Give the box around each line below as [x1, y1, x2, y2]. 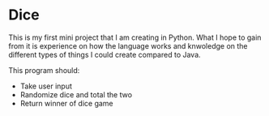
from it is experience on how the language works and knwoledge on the [8, 41, 249, 50]
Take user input [19, 81, 73, 91]
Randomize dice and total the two [19, 89, 132, 99]
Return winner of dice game [19, 98, 113, 108]
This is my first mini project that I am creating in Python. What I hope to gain [8, 32, 262, 42]
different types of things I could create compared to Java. [8, 49, 201, 59]
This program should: [8, 65, 80, 75]
